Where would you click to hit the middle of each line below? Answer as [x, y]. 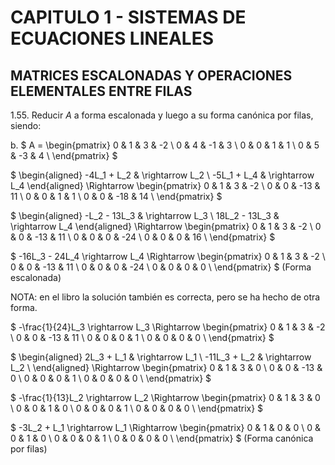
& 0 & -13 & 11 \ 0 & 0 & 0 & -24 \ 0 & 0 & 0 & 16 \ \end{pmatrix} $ [143, 237]
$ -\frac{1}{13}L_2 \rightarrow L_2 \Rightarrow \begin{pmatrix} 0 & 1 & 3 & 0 [165, 397]
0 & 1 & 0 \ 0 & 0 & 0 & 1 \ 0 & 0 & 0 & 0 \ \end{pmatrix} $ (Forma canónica [162, 438]
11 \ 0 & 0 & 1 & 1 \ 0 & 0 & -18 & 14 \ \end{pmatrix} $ [116, 196]
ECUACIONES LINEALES [112, 38]
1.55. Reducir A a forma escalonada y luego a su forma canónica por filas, [162, 115]
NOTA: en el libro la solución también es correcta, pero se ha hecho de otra [165, 297]
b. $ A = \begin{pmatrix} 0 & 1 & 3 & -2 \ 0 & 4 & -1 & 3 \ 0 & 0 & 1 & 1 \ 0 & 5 [165, 145]
